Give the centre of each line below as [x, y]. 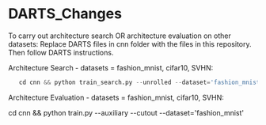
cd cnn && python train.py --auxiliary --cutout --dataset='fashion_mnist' [126, 112]
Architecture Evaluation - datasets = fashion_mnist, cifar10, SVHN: [116, 97]
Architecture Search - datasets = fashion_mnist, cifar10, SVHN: [111, 67]
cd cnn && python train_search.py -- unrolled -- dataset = [115, 82]
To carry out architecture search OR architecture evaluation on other [120, 36]
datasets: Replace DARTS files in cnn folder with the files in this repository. [130, 44]
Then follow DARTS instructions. [61, 52]
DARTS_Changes [65, 14]
